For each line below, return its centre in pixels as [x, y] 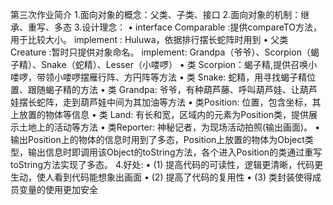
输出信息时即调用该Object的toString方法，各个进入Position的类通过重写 [175, 152]
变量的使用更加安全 [58, 189]
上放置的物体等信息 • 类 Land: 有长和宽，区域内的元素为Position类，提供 [159, 114]
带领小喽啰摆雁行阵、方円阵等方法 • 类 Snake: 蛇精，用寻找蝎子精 [172, 77]
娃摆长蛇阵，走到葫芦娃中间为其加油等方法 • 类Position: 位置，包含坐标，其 [166, 102]
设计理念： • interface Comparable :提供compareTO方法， [202, 27]
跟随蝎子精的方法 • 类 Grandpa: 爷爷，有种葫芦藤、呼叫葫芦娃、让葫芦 [172, 89]
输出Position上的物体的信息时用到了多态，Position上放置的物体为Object [157, 139]
